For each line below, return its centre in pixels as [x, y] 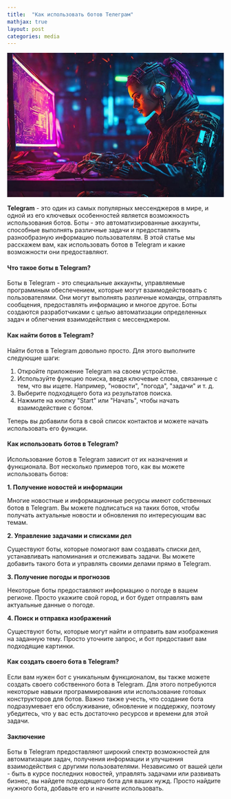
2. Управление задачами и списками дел [69, 535]
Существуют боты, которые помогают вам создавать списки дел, [104, 549]
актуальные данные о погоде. [51, 605]
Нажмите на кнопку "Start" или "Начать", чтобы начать [98, 400]
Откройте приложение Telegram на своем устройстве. [97, 371]
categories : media [33, 36]
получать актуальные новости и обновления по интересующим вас [107, 515]
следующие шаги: [34, 358]
